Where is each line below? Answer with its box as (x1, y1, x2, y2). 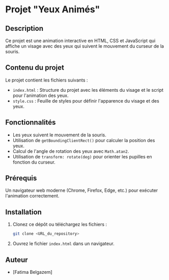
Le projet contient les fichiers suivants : (5, 77, 88, 83)
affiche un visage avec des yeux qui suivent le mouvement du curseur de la (5, 43, 164, 49)
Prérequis (5, 174, 37, 183)
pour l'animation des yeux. (12, 92, 69, 98)
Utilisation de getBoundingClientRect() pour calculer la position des (12, 137, 155, 143)
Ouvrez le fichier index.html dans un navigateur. (12, 241, 115, 247)
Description (5, 24, 43, 33)
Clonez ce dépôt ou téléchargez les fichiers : (12, 222, 107, 228)
